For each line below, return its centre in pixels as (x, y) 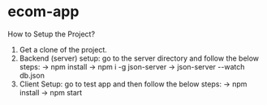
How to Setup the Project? (51, 34)
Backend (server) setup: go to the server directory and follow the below (139, 58)
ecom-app (43, 12)
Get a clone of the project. (63, 49)
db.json (32, 75)
